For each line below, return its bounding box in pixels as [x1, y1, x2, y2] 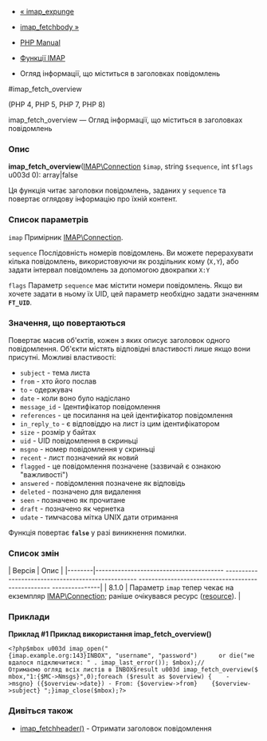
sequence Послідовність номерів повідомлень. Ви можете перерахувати [8, 248, 253, 257]
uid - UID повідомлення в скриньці [19, 436, 138, 445]
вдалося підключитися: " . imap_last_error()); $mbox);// [8, 659, 205, 667]
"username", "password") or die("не [115, 651, 255, 660]
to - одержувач [19, 384, 73, 394]
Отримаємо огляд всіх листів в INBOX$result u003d [8, 666, 180, 674]
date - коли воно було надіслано [19, 393, 131, 403]
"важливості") [19, 469, 69, 479]
